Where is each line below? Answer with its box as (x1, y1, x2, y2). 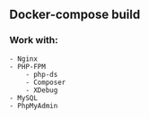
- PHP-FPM (9, 62, 47, 71)
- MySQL (9, 93, 39, 102)
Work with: (9, 34, 58, 47)
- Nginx (9, 54, 39, 64)
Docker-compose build (9, 7, 141, 22)
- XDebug (25, 85, 58, 95)
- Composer (25, 78, 66, 87)
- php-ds (25, 70, 58, 79)
